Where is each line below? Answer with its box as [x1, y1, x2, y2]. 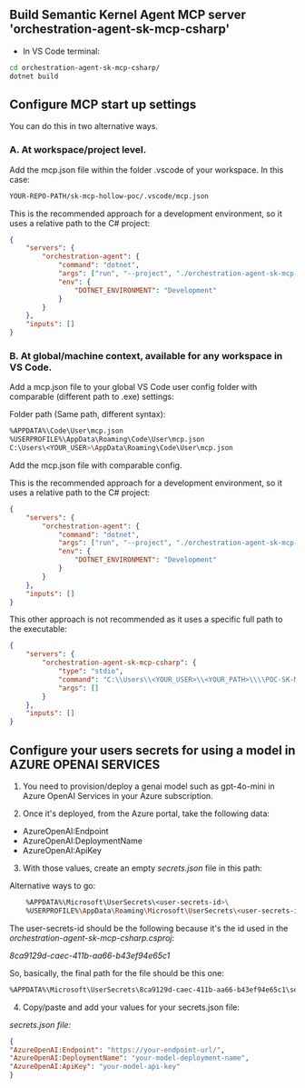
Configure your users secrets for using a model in [9, 743, 296, 758]
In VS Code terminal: [22, 45, 100, 56]
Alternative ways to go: [9, 881, 96, 892]
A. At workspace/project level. [9, 144, 147, 156]
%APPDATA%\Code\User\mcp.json [9, 426, 124, 435]
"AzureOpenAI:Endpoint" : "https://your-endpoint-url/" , [9, 1045, 225, 1054]
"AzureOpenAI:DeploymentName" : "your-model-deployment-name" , [9, 1053, 250, 1063]
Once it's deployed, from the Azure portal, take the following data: [22, 808, 271, 819]
